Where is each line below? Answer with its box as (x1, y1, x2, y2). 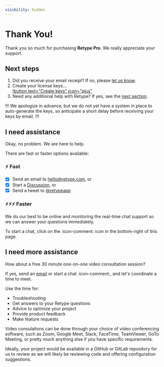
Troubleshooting (12, 295, 46, 301)
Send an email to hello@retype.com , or (12, 176, 92, 182)
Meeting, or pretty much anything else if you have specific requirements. (5, 336, 153, 342)
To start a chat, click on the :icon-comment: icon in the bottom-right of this (5, 228, 158, 234)
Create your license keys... (12, 83, 67, 89)
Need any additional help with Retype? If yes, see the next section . (12, 93, 148, 99)
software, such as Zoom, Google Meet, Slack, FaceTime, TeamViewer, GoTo (5, 331, 159, 337)
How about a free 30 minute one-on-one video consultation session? (5, 261, 146, 267)
